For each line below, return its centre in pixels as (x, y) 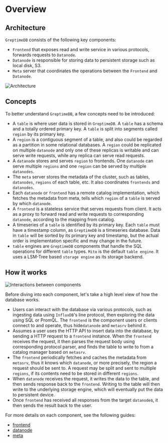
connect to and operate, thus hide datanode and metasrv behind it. (79, 325)
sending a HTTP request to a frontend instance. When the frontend (82, 336)
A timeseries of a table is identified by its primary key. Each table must (86, 225)
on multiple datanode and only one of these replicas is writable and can (86, 150)
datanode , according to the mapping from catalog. (64, 219)
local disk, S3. (27, 65)
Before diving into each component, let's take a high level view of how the (81, 294)
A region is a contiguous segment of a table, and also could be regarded (87, 139)
